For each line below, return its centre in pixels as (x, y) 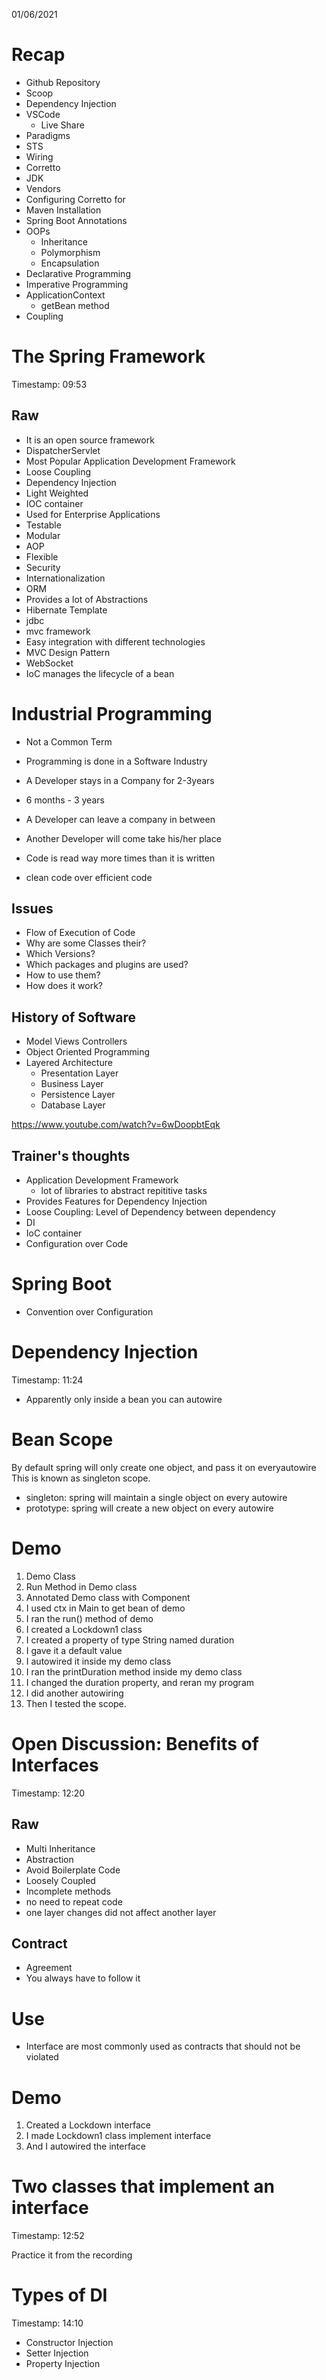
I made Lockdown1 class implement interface (118, 2136)
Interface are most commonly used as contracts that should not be (163, 2046)
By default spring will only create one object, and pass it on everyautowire (164, 1467)
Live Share (62, 125)
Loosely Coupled (60, 1880)
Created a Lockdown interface (88, 2125)
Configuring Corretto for (75, 199)
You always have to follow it (83, 1978)
